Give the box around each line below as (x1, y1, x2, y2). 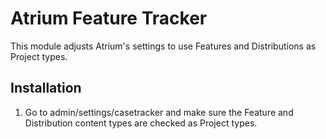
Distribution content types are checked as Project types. (24, 117, 258, 129)
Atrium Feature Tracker (10, 7, 208, 30)
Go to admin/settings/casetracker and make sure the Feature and (24, 106, 294, 118)
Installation (10, 80, 82, 97)
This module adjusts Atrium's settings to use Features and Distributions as (10, 40, 317, 52)
